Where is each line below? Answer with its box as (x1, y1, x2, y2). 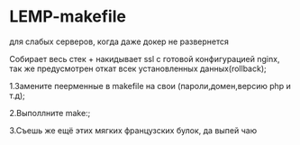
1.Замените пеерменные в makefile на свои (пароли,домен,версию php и (9, 80, 291, 91)
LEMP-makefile (9, 6, 126, 27)
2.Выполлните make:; (9, 107, 91, 118)
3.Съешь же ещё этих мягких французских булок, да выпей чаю (9, 124, 258, 136)
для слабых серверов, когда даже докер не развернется (9, 36, 230, 47)
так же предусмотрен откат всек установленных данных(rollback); (9, 63, 268, 74)
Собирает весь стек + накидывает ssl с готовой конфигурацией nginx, (9, 53, 280, 64)
